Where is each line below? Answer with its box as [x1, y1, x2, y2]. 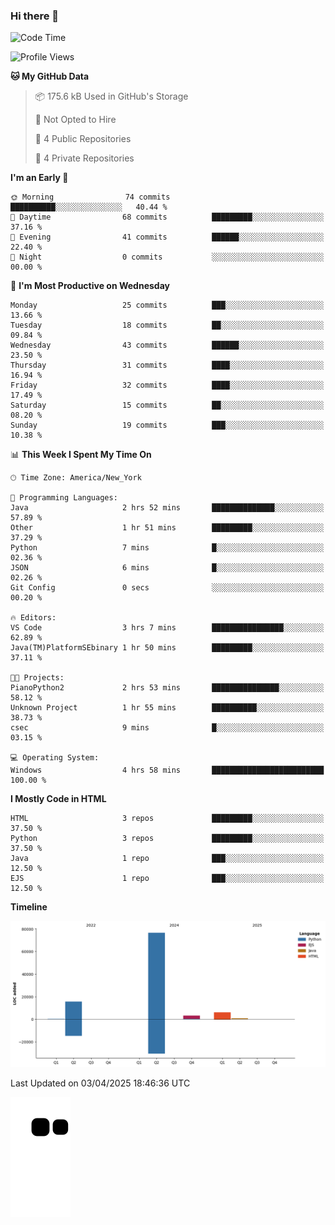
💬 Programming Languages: [10, 493, 118, 503]
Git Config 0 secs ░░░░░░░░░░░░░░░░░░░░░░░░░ [10, 583, 325, 593]
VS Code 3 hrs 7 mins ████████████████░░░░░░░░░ [10, 623, 325, 633]
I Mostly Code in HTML [10, 793, 107, 805]
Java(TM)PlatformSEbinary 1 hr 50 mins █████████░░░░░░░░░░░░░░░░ [10, 643, 325, 653]
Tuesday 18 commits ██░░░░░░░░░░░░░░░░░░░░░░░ [10, 320, 325, 331]
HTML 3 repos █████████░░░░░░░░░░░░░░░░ [10, 814, 325, 824]
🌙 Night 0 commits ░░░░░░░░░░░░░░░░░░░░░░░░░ [10, 252, 325, 263]
